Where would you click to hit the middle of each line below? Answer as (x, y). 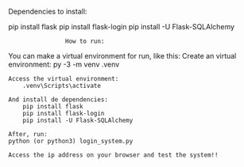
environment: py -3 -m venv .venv (64, 64)
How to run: (85, 41)
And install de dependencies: (58, 100)
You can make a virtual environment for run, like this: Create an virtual (122, 56)
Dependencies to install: (48, 11)
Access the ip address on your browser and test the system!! (113, 155)
